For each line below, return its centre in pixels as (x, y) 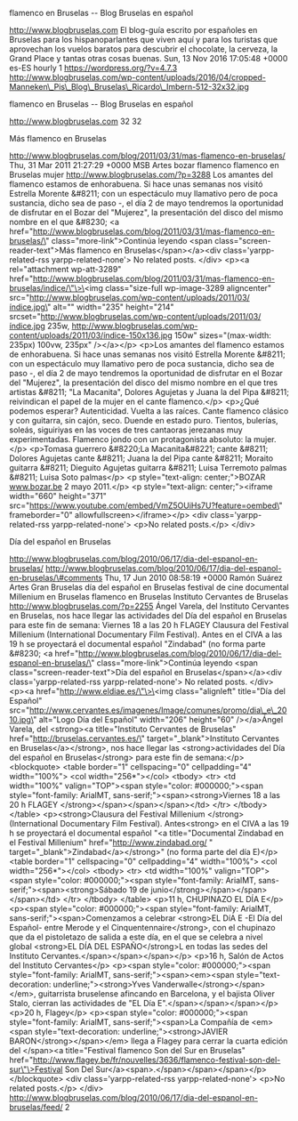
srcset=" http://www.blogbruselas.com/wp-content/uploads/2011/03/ (135, 316)
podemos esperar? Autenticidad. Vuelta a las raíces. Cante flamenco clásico (149, 411)
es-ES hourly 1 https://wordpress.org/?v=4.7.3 (93, 68)
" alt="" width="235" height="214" (111, 307)
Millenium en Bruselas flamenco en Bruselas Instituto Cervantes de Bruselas (149, 597)
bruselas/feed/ (36, 1107)
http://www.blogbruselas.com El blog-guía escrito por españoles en (133, 30)
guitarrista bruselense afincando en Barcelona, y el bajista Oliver (157, 994)
